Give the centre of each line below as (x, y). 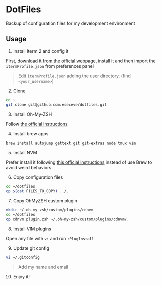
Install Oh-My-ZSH (32, 114)
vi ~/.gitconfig (23, 257)
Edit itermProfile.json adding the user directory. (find (74, 76)
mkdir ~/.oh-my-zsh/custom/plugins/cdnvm (50, 210)
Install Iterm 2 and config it (41, 51)
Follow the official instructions (37, 124)
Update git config (31, 248)
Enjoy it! (21, 276)
